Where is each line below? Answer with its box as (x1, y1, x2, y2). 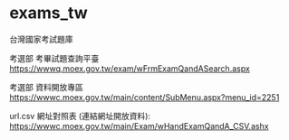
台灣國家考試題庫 (9, 33, 73, 44)
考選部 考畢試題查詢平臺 (9, 52, 100, 63)
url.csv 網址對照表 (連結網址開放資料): (9, 110, 151, 121)
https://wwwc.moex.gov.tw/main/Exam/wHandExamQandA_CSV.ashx (9, 120, 269, 131)
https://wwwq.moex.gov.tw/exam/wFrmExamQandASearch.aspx (9, 62, 251, 74)
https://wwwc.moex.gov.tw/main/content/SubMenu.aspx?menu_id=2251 (9, 91, 280, 102)
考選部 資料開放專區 (9, 81, 83, 92)
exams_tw (9, 3, 88, 23)
